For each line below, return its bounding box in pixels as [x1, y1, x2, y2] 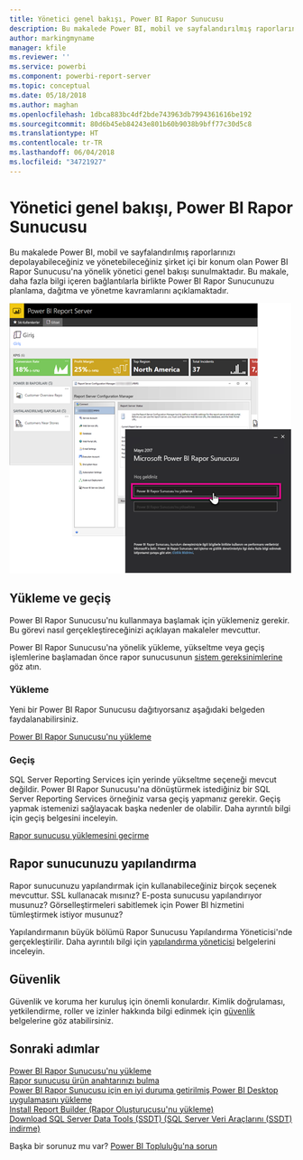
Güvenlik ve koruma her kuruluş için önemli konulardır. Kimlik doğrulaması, [9, 996, 286, 1006]
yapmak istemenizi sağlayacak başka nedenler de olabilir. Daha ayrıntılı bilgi [9, 803, 291, 814]
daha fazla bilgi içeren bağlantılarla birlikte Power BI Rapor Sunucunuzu [9, 276, 275, 286]
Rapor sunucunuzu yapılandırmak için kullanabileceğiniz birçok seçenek [9, 880, 277, 891]
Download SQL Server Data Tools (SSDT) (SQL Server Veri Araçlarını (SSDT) [9, 1113, 293, 1124]
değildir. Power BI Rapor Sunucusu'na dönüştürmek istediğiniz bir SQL [9, 784, 271, 795]
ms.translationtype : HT [9, 129, 99, 138]
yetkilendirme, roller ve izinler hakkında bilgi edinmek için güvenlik [9, 1006, 255, 1016]
